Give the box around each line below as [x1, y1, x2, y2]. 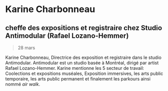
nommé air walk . [5, 81, 41, 87]
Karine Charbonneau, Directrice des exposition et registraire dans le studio [5, 54, 161, 60]
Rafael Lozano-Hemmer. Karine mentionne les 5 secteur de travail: [5, 65, 145, 71]
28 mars [17, 45, 36, 51]
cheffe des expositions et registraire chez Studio [5, 24, 162, 32]
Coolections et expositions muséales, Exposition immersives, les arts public [5, 70, 163, 76]
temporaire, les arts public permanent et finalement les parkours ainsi [5, 76, 151, 81]
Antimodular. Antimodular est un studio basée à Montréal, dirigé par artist [5, 60, 159, 66]
